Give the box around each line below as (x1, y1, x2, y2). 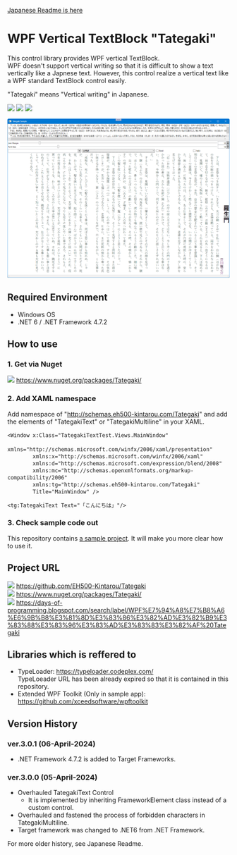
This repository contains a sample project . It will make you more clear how (7, 534, 224, 542)
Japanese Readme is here (7, 6, 83, 14)
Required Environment (7, 292, 108, 304)
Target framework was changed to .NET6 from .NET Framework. (17, 826, 205, 835)
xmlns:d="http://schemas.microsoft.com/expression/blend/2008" (32, 460, 222, 467)
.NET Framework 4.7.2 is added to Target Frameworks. (17, 755, 176, 763)
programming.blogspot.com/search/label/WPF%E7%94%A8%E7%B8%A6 (7, 605, 225, 614)
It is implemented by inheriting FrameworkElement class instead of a (28, 796, 227, 804)
